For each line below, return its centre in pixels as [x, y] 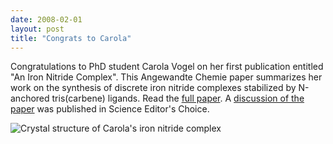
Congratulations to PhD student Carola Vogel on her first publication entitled [167, 67]
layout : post [37, 29]
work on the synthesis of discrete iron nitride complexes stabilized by [153, 88]
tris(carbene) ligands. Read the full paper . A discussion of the [178, 98]
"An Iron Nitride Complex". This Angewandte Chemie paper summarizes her [166, 77]
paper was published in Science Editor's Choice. [110, 109]
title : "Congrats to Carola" [71, 38]
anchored [30, 98]
